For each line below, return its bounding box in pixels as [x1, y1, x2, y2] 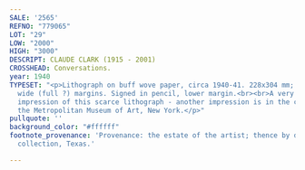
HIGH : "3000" [9, 47, 59, 56]
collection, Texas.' [17, 139, 95, 148]
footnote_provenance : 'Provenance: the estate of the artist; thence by [9, 131, 290, 140]
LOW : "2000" [9, 38, 54, 48]
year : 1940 [9, 72, 51, 81]
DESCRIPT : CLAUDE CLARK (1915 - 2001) [9, 55, 156, 64]
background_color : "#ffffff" [9, 123, 120, 132]
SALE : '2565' [9, 13, 59, 23]
